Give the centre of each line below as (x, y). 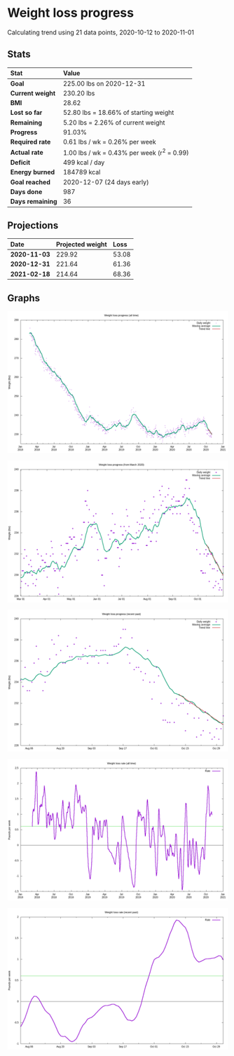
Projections (33, 226)
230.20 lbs (79, 93)
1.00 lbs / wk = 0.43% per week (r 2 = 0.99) (126, 152)
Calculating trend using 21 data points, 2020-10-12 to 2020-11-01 (101, 32)
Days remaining (34, 202)
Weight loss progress (71, 13)
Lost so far (26, 113)
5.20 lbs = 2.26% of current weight (114, 122)
